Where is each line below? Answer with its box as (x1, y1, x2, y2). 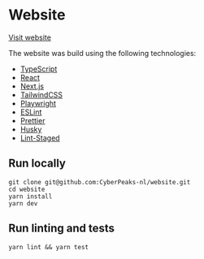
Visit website (8, 32, 51, 42)
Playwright (20, 98, 57, 108)
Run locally (8, 157, 67, 171)
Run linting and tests (8, 222, 115, 235)
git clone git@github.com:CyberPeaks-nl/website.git (8, 178, 191, 186)
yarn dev (8, 199, 38, 208)
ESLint (20, 107, 42, 117)
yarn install (8, 192, 53, 201)
